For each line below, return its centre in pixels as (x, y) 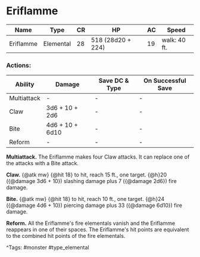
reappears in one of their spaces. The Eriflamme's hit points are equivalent (98, 230)
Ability (25, 85)
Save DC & (114, 80)
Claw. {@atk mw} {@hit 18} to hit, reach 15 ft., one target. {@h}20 (87, 175)
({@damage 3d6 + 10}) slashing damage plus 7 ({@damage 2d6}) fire (92, 181)
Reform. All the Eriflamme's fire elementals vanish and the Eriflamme (91, 223)
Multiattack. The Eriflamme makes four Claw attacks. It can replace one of (98, 157)
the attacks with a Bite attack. (43, 163)
